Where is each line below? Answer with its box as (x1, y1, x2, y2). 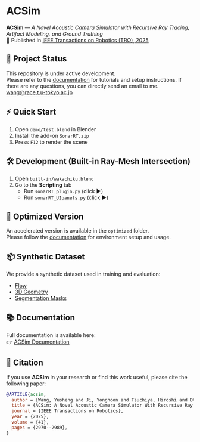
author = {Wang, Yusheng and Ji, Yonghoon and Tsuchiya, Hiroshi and (11, 397, 187, 403)
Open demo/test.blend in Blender (14, 125, 96, 132)
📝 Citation (6, 358, 43, 368)
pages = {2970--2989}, (11, 425, 68, 431)
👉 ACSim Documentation (6, 338, 70, 345)
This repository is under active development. (6, 70, 116, 77)
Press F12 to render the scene (14, 138, 88, 146)
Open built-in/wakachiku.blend (14, 175, 94, 183)
